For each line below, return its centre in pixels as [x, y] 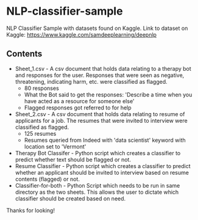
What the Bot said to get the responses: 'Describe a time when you [108, 94]
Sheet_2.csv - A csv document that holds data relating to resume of [100, 114]
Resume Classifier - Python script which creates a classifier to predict [103, 166]
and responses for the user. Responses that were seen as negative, [100, 75]
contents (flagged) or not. [48, 179]
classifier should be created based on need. [70, 198]
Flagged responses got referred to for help [78, 108]
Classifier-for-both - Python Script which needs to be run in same [97, 185]
